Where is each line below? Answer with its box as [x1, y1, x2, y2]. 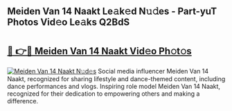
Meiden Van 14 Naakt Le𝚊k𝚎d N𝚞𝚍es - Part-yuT [7, 6, 217, 17]
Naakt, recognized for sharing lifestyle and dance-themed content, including [7, 75, 226, 83]
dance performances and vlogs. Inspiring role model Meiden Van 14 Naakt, [7, 83, 220, 90]
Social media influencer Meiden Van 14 [98, 67, 209, 75]
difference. [7, 97, 39, 105]
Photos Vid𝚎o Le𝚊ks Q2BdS [7, 17, 130, 28]
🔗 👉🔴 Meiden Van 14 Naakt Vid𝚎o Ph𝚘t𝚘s [7, 45, 192, 57]
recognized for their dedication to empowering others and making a [7, 89, 200, 98]
